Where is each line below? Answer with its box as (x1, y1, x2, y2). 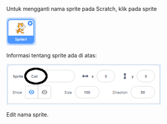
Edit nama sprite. (6, 111, 49, 118)
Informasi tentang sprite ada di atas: (6, 52, 97, 59)
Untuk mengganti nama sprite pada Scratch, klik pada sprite (6, 5, 157, 12)
